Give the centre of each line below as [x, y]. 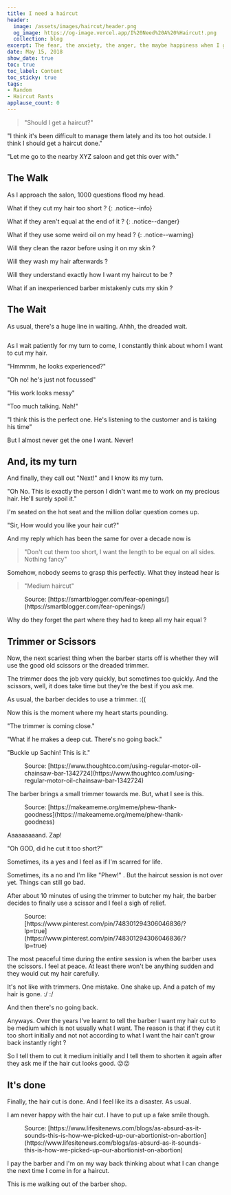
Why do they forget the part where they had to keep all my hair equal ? [107, 620]
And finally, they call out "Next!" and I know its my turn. [85, 478]
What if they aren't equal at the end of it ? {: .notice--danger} [93, 221]
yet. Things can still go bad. [46, 882]
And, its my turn [42, 461]
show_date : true [30, 58]
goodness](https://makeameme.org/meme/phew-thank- [104, 815]
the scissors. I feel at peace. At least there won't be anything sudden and [111, 966]
